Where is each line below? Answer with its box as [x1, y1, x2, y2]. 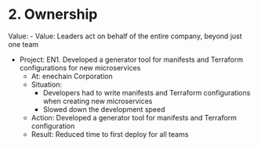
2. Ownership [8, 5, 98, 23]
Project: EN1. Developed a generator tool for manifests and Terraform [19, 55, 243, 64]
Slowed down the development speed [42, 104, 165, 114]
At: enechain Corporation [31, 71, 113, 81]
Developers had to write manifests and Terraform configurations [42, 88, 251, 97]
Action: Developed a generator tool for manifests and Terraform [31, 113, 237, 122]
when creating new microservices [42, 96, 153, 106]
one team [8, 39, 39, 48]
